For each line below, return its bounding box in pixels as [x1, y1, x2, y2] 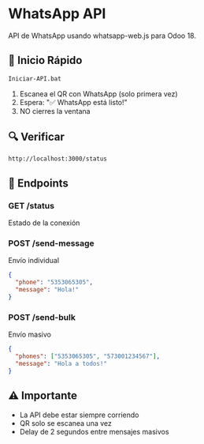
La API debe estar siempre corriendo [19, 410, 139, 420]
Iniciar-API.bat [8, 74, 61, 83]
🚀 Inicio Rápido [8, 54, 83, 67]
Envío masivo [8, 329, 51, 340]
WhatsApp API [8, 5, 106, 23]
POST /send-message [8, 238, 95, 249]
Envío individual [8, 256, 60, 265]
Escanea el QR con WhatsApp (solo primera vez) [19, 88, 179, 99]
